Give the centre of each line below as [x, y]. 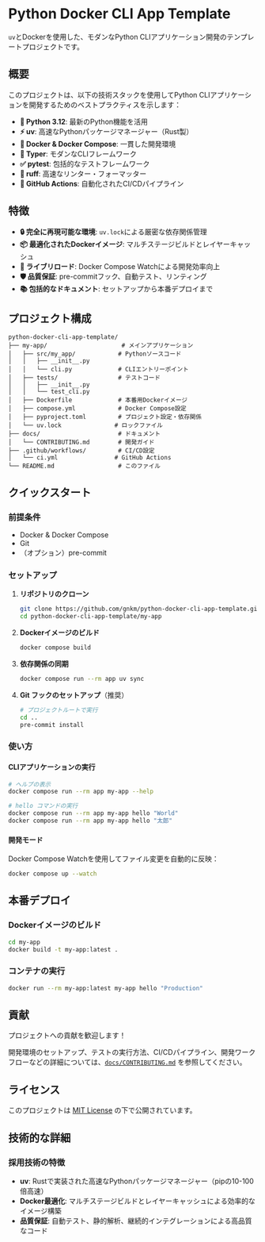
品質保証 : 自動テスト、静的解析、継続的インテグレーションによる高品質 [136, 1221]
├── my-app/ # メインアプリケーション [101, 346]
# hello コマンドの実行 [43, 806]
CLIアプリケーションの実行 [52, 767]
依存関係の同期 [44, 663]
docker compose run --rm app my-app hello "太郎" [90, 821]
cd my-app [25, 942]
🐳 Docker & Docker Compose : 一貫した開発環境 [98, 144]
